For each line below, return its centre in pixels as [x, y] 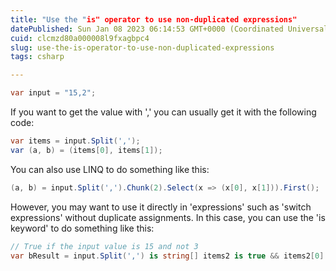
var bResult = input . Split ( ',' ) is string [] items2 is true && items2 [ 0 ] [167, 256]
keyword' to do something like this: [82, 228]
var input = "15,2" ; [53, 93]
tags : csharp [37, 57]
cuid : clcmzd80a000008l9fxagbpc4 [80, 38]
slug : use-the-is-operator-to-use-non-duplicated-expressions [142, 47]
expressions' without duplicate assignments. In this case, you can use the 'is [168, 217]
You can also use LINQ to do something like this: [110, 169]
